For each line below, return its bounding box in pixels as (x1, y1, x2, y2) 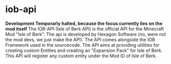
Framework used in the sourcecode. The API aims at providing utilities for (5, 42, 160, 48)
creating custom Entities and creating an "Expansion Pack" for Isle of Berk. (5, 47, 163, 53)
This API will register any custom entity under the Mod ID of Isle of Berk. (5, 52, 157, 59)
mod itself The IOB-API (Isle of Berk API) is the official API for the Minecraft (5, 25, 164, 31)
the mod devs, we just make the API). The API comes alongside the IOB (5, 37, 156, 43)
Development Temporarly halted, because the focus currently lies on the (5, 20, 163, 26)
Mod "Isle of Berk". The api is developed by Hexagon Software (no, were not (5, 31, 166, 37)
